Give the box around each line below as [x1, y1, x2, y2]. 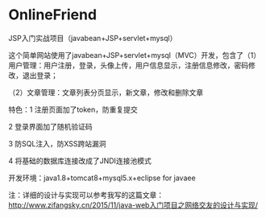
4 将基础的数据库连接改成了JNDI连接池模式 [8, 155, 152, 166]
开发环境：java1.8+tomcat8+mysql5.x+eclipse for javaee [8, 173, 196, 183]
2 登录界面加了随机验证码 [8, 121, 93, 131]
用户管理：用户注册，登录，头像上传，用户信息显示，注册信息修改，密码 [8, 60, 248, 70]
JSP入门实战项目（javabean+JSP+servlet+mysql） [8, 33, 177, 43]
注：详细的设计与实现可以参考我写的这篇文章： [8, 190, 164, 199]
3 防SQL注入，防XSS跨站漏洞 [8, 138, 106, 148]
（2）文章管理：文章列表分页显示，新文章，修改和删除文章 [8, 87, 204, 97]
